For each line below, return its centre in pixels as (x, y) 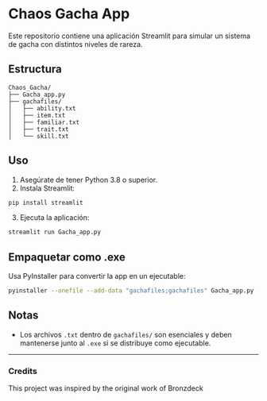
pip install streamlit (46, 202)
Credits (23, 371)
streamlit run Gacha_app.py (55, 232)
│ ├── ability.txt (43, 108)
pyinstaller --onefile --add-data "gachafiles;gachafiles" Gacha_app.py (131, 291)
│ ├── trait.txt (39, 129)
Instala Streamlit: (47, 188)
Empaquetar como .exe (67, 257)
